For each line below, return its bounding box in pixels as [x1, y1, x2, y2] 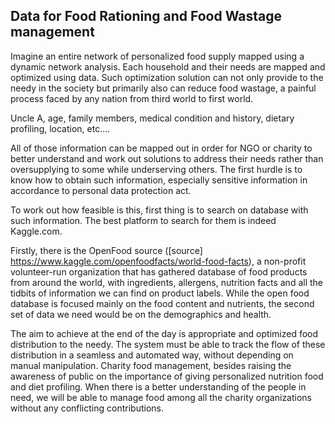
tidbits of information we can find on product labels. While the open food [10, 287, 310, 299]
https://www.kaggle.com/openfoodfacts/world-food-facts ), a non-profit [10, 255, 307, 267]
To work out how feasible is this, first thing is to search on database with [10, 204, 309, 216]
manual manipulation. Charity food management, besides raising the [10, 359, 292, 371]
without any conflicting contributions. [10, 402, 164, 414]
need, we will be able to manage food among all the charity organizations [10, 391, 313, 403]
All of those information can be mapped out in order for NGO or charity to [10, 142, 313, 154]
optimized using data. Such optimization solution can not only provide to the [10, 71, 324, 83]
